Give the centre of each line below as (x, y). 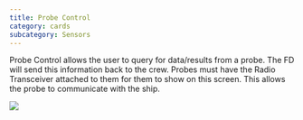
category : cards (40, 26)
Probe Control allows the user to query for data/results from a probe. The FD (152, 60)
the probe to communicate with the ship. (85, 89)
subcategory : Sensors (50, 34)
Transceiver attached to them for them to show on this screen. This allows (147, 79)
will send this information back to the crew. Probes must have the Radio (142, 69)
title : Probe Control (50, 18)
